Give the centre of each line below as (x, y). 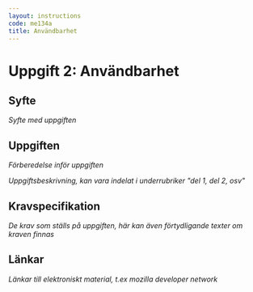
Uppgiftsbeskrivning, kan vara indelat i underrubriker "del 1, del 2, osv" (127, 181)
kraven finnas (32, 234)
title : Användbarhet (43, 31)
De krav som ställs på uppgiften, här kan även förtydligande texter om (126, 226)
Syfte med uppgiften (42, 120)
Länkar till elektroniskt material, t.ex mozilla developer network (113, 279)
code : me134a (30, 23)
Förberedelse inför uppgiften (56, 165)
